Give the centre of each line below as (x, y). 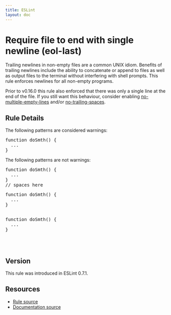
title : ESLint (20, 10)
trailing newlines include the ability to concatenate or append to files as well (85, 70)
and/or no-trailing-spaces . (78, 102)
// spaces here (24, 185)
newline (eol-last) (43, 51)
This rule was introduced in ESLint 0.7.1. (47, 273)
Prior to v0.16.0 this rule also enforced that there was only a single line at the (86, 91)
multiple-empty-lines (27, 102)
